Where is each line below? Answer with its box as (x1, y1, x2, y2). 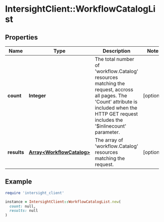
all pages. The (95, 92, 127, 99)
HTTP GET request (95, 111, 138, 117)
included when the (95, 105, 138, 111)
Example (5, 178, 32, 186)
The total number (95, 56, 134, 62)
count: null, (9, 203, 36, 209)
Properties (5, 33, 38, 41)
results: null (9, 208, 38, 213)
